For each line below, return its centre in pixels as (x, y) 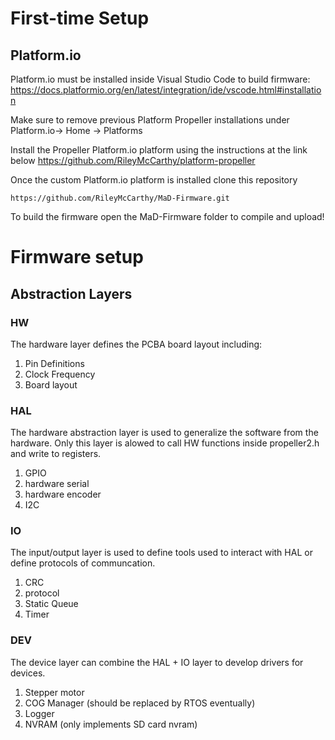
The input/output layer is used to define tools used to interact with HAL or (161, 553)
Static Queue (51, 604)
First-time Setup (80, 18)
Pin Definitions (54, 363)
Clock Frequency (60, 374)
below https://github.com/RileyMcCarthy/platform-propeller (133, 160)
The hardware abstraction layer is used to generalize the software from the (164, 433)
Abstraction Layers (71, 293)
